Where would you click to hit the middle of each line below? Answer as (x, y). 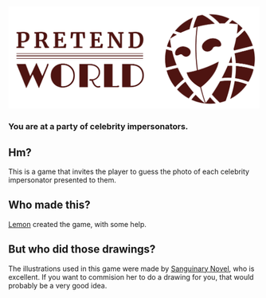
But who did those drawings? (82, 249)
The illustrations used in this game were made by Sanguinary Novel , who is (131, 269)
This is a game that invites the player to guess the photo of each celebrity (129, 171)
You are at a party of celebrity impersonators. (98, 127)
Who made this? (49, 205)
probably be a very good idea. (58, 285)
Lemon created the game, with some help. (78, 224)
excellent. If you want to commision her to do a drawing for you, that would (131, 276)
